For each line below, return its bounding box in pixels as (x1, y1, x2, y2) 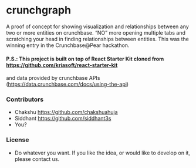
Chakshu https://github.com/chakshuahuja (14, 109, 119, 116)
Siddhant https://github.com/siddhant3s (14, 115, 111, 122)
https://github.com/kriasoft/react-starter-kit (6, 61, 118, 68)
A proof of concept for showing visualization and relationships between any (6, 23, 189, 30)
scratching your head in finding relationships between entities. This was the (6, 35, 189, 42)
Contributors (6, 95, 44, 103)
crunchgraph (6, 4, 72, 17)
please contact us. (14, 155, 60, 162)
